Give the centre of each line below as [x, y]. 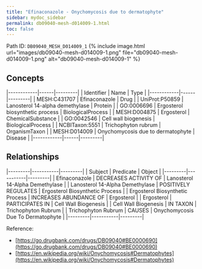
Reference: [20, 228]
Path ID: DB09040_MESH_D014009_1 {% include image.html [76, 46]
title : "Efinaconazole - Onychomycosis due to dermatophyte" [85, 12]
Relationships [33, 157]
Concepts [25, 78]
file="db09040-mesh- [150, 53]
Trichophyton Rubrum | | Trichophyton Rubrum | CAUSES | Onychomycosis [100, 210]
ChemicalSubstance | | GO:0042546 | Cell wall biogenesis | [81, 118]
